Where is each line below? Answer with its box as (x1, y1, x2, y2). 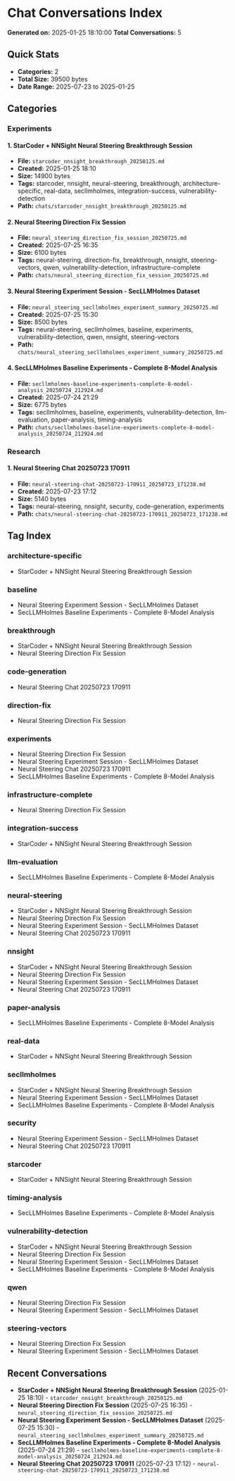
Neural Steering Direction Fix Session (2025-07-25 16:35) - (17, 1401, 193, 1409)
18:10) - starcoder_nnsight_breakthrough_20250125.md (27, 1394, 183, 1402)
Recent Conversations (7, 1367, 108, 1379)
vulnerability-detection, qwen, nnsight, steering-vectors (17, 332, 179, 341)
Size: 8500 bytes (17, 317, 68, 326)
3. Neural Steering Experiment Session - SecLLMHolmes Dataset (7, 287, 201, 296)
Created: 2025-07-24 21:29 (17, 393, 99, 401)
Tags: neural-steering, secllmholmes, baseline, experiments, (17, 325, 193, 334)
